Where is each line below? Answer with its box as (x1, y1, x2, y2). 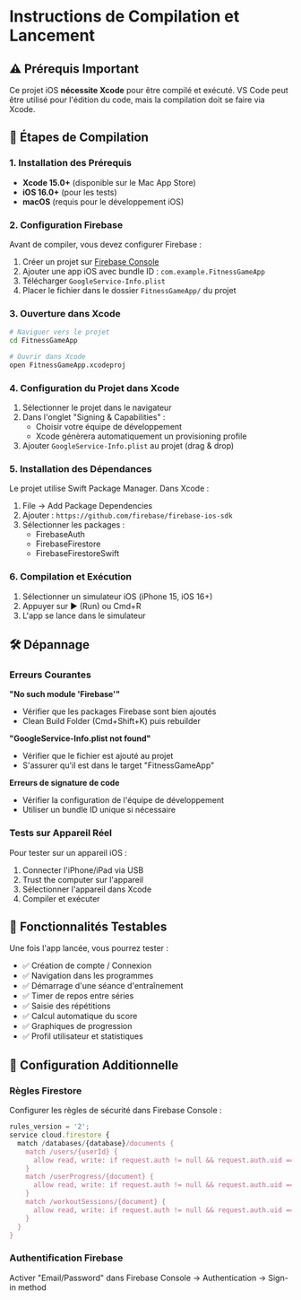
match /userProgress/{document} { (25, 1173, 154, 1182)
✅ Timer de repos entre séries (21, 990, 134, 1001)
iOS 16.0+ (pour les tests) (21, 187, 118, 197)
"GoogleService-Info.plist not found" (9, 733, 151, 744)
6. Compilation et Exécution (9, 571, 133, 583)
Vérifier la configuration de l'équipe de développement (21, 795, 225, 806)
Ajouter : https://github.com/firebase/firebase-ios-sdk (21, 510, 233, 521)
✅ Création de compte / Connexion (21, 960, 152, 971)
